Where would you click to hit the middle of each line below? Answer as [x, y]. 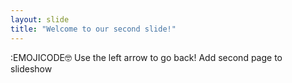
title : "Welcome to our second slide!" [93, 29]
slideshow [31, 68]
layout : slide [40, 19]
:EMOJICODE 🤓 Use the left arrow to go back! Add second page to [146, 57]
